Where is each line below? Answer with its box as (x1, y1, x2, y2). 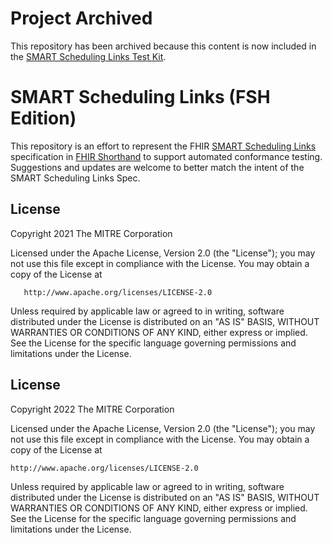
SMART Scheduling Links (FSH (10, 86, 271, 109)
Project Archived (10, 7, 153, 30)
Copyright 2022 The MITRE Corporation (10, 403, 175, 415)
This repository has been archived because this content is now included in (10, 40, 317, 52)
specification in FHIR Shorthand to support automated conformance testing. (10, 150, 323, 162)
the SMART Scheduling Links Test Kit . (10, 50, 167, 62)
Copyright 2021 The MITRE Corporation (10, 227, 173, 239)
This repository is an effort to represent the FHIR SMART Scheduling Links (10, 140, 317, 152)
